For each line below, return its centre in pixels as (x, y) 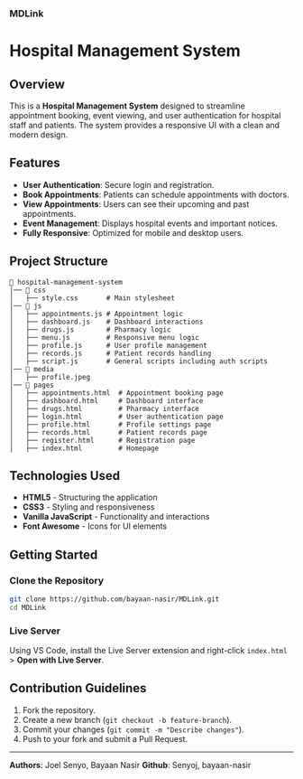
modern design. (39, 135)
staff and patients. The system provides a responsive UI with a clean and (145, 125)
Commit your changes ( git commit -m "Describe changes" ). (133, 729)
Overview (37, 84)
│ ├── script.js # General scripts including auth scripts (139, 361)
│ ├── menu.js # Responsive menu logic (105, 337)
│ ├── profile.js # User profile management (108, 345)
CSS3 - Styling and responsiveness (88, 507)
